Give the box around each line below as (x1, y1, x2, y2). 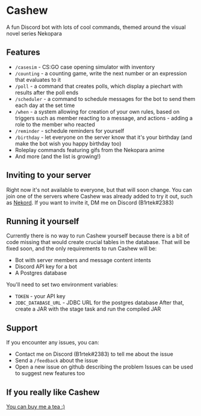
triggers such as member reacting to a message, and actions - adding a (14, 114, 193, 121)
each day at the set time (14, 102, 75, 109)
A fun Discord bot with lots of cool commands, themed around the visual (6, 23, 186, 31)
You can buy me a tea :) (6, 403, 65, 410)
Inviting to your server (6, 170, 91, 180)
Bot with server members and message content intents (14, 257, 152, 264)
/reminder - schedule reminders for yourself (14, 127, 125, 134)
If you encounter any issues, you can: (6, 339, 99, 346)
